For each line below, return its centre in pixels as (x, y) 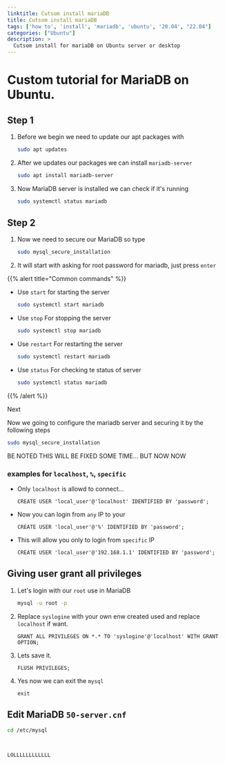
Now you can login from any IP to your (71, 514)
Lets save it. (34, 655)
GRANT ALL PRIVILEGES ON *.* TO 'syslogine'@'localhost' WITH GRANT (118, 636)
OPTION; (28, 642)
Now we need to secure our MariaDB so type (81, 239)
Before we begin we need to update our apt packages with (100, 137)
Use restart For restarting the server (70, 344)
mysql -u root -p (42, 603)
